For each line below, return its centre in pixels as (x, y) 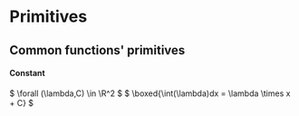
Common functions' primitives (97, 50)
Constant (27, 73)
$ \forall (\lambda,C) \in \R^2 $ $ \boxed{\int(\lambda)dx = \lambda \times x (150, 93)
